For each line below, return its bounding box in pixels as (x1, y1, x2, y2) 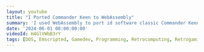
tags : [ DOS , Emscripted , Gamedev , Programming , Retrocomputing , (6, 36, 172, 42)
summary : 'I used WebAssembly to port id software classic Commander (6, 20, 186, 26)
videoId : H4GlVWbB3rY (6, 31, 61, 37)
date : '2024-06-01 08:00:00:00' (6, 25, 88, 32)
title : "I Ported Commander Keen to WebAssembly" (6, 14, 135, 20)
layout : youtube (6, 8, 47, 15)
